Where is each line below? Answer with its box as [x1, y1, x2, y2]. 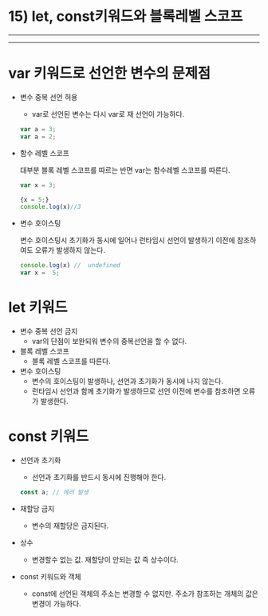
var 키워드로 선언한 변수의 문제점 [8, 65, 211, 82]
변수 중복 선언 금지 [19, 326, 78, 336]
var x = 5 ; [19, 269, 60, 277]
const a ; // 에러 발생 [19, 488, 89, 496]
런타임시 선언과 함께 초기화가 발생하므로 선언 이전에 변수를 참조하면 [31, 386, 241, 396]
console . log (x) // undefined [19, 262, 121, 270]
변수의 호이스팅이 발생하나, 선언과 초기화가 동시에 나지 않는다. [31, 376, 223, 386]
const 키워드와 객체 [19, 571, 81, 581]
